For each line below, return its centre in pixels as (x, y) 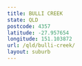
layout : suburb (29, 52)
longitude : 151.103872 (40, 39)
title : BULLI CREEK (35, 13)
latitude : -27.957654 (38, 33)
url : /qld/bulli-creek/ (41, 45)
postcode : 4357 (29, 26)
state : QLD (23, 20)
